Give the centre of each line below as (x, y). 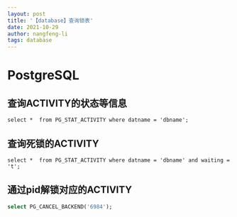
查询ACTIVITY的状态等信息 (67, 103)
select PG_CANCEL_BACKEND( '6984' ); (60, 206)
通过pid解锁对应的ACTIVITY (70, 190)
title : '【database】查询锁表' (50, 21)
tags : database (30, 40)
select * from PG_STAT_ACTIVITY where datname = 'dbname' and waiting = (119, 160)
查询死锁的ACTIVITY (53, 144)
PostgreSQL (43, 76)
